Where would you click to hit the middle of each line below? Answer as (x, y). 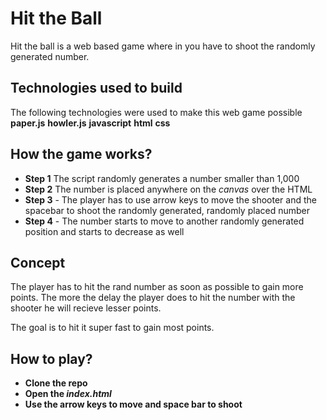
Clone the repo (56, 383)
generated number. (50, 56)
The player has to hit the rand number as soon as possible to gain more (157, 287)
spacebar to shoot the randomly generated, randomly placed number (167, 210)
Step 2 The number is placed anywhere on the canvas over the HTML (168, 189)
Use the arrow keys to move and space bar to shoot (133, 404)
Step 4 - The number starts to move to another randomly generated (164, 221)
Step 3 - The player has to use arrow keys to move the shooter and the (170, 199)
